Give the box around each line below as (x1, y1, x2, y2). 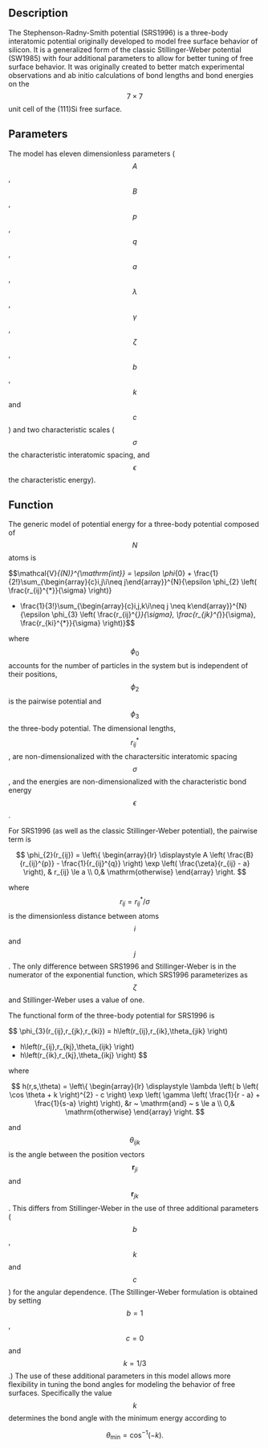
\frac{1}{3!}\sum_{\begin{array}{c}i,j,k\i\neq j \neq (19, 602, 186, 611)
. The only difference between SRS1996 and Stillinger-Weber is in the (8, 961, 237, 971)
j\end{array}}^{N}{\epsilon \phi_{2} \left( (124, 577, 258, 587)
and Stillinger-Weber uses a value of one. (8, 995, 145, 1005)
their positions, (8, 670, 58, 679)
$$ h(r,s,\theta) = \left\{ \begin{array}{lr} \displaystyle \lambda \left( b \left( (10, 1081, 259, 1091)
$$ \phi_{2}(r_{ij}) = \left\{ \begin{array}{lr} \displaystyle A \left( (15, 850, 226, 860)
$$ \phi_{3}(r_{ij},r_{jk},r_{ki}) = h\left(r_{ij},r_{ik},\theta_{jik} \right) (8, 1026, 229, 1035)
